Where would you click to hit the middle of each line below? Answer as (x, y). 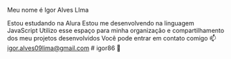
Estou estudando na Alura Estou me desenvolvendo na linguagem (101, 23)
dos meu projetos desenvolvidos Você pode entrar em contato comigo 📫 (112, 38)
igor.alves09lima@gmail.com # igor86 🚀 (64, 48)
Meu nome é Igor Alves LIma (48, 10)
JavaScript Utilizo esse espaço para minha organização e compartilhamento (116, 31)
